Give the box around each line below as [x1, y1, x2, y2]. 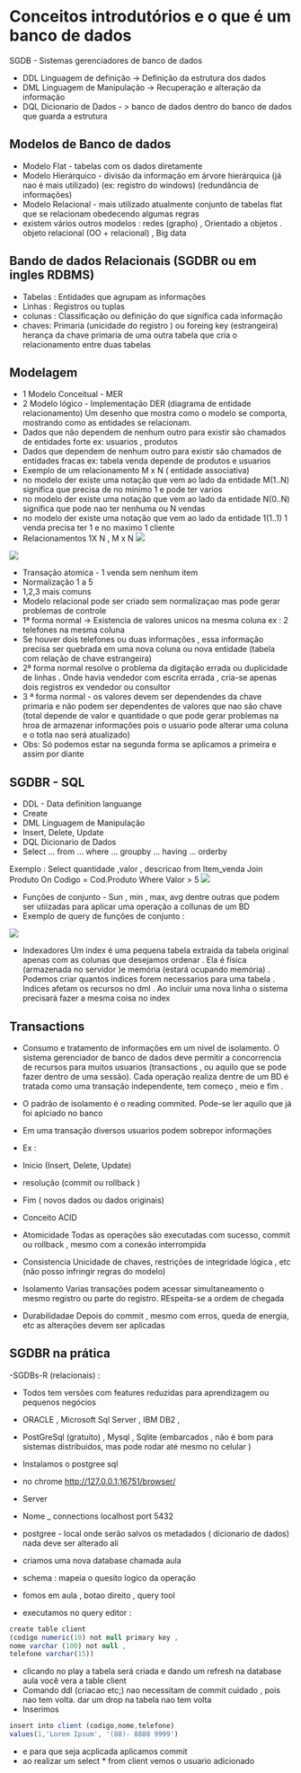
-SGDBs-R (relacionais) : [9, 1370, 101, 1380]
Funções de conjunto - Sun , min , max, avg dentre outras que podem [22, 892, 280, 903]
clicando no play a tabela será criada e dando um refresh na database [22, 1666, 282, 1677]
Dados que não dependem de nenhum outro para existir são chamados [22, 427, 287, 437]
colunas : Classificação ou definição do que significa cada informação [22, 310, 283, 321]
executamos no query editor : [22, 1607, 132, 1618]
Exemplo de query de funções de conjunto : [22, 911, 185, 922]
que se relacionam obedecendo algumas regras [22, 208, 199, 219]
